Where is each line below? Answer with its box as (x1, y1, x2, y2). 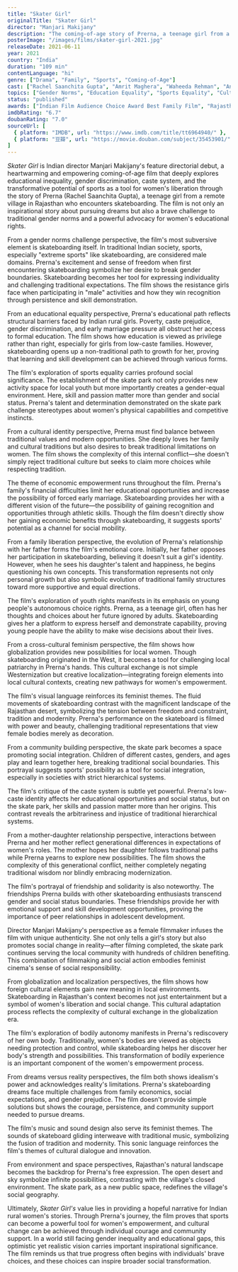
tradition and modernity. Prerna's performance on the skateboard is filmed (7, 714, 225, 723)
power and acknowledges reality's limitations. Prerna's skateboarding (7, 1080, 211, 1088)
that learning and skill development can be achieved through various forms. (7, 355, 228, 364)
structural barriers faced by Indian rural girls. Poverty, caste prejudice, (7, 317, 212, 326)
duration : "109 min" (7, 63, 69, 70)
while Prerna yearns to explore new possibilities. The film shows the (7, 853, 206, 862)
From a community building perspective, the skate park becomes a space (7, 743, 222, 752)
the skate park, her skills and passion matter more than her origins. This (7, 802, 217, 811)
